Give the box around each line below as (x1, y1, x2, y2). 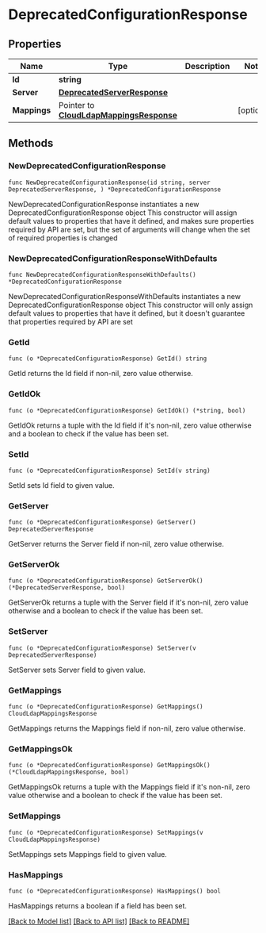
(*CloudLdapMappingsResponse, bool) (8, 768, 129, 777)
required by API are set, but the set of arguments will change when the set (8, 225, 251, 234)
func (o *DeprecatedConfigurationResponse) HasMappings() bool (8, 887, 222, 895)
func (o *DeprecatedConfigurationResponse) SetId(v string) (8, 466, 211, 474)
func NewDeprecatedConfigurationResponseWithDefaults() (8, 271, 196, 278)
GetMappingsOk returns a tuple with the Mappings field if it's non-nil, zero (8, 782, 251, 792)
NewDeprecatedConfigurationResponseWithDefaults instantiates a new (8, 291, 241, 301)
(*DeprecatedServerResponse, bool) (8, 584, 126, 592)
